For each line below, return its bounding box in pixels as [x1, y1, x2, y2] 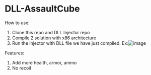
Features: [5, 50, 25, 56]
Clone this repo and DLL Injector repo [12, 29, 90, 35]
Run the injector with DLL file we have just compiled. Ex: [12, 40, 129, 46]
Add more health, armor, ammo [12, 59, 77, 65]
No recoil [12, 65, 31, 71]
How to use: [5, 20, 30, 26]
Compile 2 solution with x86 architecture [12, 35, 97, 41]
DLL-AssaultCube [5, 3, 80, 15]
